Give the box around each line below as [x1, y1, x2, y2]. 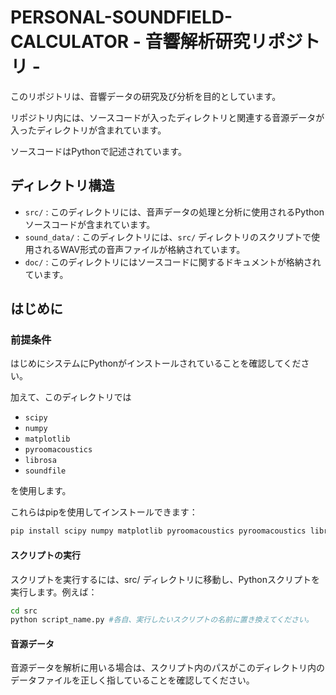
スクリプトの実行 [10, 549, 81, 561]
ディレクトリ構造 [10, 177, 115, 195]
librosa [24, 456, 57, 466]
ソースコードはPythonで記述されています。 [10, 145, 188, 157]
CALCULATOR [10, 31, 130, 53]
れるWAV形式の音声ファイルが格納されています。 [42, 243, 246, 255]
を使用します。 [10, 485, 72, 497]
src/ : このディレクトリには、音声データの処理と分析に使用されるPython [24, 206, 325, 218]
